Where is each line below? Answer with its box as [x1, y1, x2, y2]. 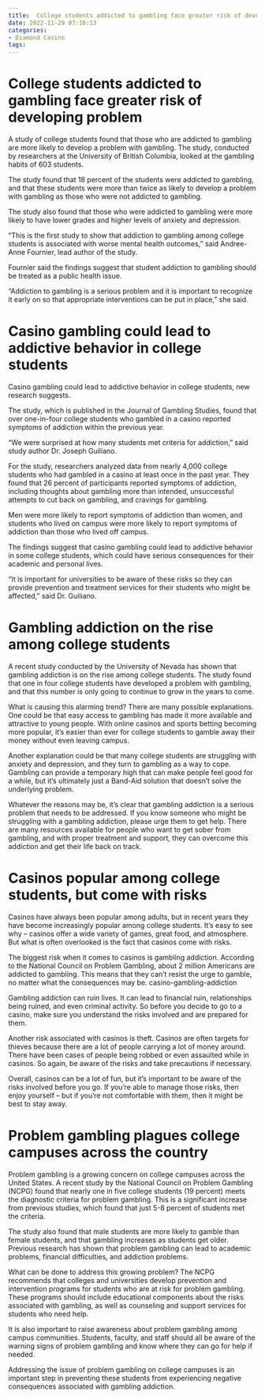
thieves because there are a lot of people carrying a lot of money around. [8, 1042, 246, 1051]
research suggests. [8, 391, 71, 399]
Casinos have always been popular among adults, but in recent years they [8, 912, 248, 922]
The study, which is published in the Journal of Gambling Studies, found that [8, 406, 257, 415]
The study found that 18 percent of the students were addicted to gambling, [8, 175, 254, 185]
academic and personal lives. [8, 559, 104, 568]
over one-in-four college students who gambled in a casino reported [8, 414, 231, 423]
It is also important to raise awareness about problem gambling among [8, 1324, 238, 1334]
